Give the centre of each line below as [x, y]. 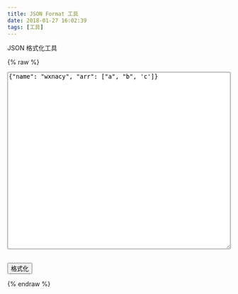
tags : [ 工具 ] [25, 27]
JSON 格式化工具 [33, 48]
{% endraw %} [29, 284]
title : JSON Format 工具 [43, 14]
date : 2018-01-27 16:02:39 [47, 21]
